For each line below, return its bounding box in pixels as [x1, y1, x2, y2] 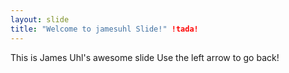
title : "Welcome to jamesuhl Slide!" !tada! [10, 24, 199, 34]
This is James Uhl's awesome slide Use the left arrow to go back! [10, 51, 280, 63]
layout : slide [10, 14, 70, 25]
